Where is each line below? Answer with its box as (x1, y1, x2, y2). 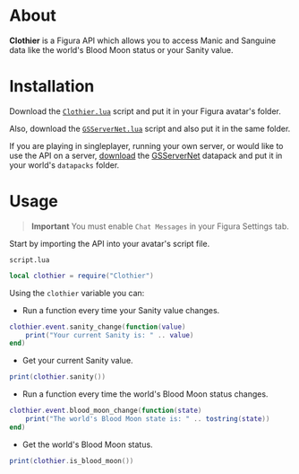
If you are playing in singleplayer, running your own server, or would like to (9, 140, 284, 151)
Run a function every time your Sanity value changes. (21, 304, 220, 315)
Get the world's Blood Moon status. (21, 439, 154, 450)
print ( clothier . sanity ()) (9, 373, 106, 382)
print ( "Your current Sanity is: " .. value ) (25, 330, 194, 339)
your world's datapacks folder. (9, 159, 120, 171)
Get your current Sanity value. (21, 355, 133, 366)
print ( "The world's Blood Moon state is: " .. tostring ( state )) (25, 415, 270, 424)
